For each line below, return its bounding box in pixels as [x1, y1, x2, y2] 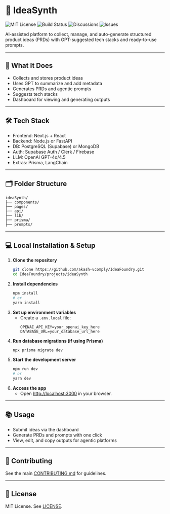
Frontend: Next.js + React [12, 132, 66, 138]
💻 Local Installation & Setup [5, 241, 96, 250]
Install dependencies [12, 281, 58, 287]
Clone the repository [12, 257, 57, 263]
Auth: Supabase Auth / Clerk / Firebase [12, 149, 95, 155]
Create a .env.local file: [20, 314, 71, 321]
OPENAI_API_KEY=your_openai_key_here [20, 324, 100, 329]
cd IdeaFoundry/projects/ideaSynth [12, 272, 88, 277]
